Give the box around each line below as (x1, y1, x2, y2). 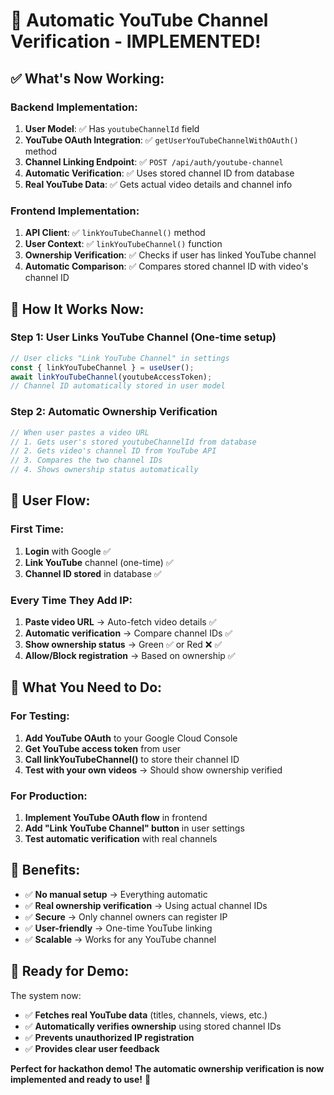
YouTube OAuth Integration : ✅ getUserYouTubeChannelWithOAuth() (24, 134, 299, 146)
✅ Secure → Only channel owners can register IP (24, 910, 228, 923)
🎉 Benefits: (10, 862, 81, 879)
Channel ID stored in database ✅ (24, 567, 162, 579)
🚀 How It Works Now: (10, 300, 145, 318)
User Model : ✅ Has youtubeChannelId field (24, 122, 200, 134)
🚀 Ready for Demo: (10, 963, 130, 980)
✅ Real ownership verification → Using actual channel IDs (24, 899, 268, 911)
